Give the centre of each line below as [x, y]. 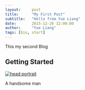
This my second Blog [27, 46]
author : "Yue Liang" [31, 28]
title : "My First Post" [35, 14]
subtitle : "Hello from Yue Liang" [43, 19]
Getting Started [29, 62]
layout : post [23, 10]
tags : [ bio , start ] [25, 32]
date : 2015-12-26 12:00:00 [40, 23]
